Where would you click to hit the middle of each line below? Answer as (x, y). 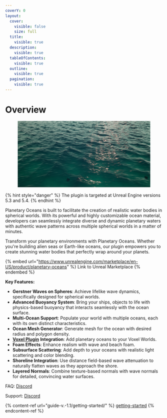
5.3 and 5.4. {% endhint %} (33, 200)
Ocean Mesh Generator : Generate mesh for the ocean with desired (82, 328)
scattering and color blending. (43, 355)
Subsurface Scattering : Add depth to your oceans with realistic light (83, 349)
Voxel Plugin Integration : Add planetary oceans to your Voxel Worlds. (84, 339)
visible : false (30, 26)
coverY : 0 (15, 10)
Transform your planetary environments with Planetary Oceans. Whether (80, 241)
